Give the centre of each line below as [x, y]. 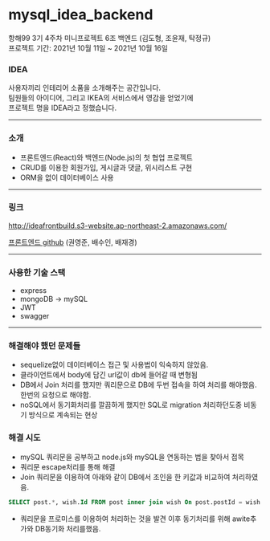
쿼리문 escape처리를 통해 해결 [67, 466]
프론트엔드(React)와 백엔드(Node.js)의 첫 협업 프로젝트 [106, 157]
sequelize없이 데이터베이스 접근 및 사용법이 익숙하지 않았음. [114, 365]
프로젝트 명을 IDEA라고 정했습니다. [63, 108]
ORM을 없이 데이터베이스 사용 [67, 177]
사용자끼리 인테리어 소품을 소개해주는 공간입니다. [85, 88]
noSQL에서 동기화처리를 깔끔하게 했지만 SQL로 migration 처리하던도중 [131, 405]
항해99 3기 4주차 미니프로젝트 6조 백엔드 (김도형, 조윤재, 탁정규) [110, 38]
